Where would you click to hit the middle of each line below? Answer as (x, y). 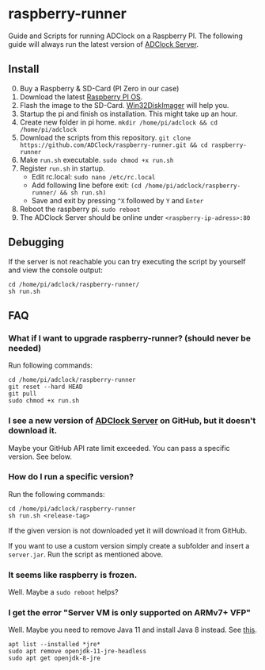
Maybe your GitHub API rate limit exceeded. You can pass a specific (119, 448)
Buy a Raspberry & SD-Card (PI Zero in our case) (99, 88)
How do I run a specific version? (71, 477)
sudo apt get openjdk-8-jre (55, 658)
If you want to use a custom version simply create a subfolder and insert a (129, 545)
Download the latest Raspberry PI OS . (81, 97)
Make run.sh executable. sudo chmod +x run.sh (97, 160)
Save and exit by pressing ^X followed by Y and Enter (117, 200)
